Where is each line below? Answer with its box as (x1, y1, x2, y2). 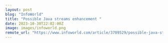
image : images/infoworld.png (5, 26, 66, 31)
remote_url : (5, 30, 30, 35)
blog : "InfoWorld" (5, 12, 43, 17)
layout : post (5, 7, 32, 12)
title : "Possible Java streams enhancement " (5, 16, 101, 21)
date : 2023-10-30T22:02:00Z (5, 21, 64, 26)
